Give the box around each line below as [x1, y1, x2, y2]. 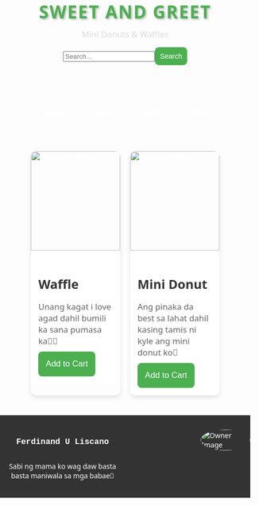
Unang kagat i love [38, 301, 111, 313]
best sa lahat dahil [137, 312, 209, 325]
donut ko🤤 [137, 346, 178, 359]
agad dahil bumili [38, 312, 106, 325]
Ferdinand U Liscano [16, 436, 110, 447]
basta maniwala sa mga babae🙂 [10, 470, 114, 481]
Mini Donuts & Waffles [81, 28, 169, 40]
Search [160, 52, 183, 60]
